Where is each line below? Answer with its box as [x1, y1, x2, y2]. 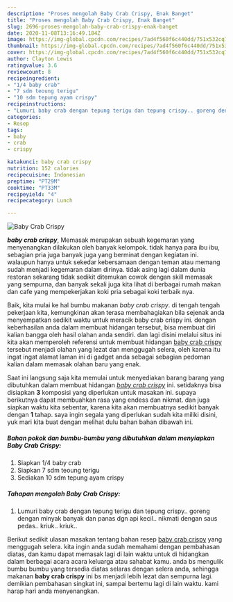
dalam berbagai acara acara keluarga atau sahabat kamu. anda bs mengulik [7, 558, 224, 566]
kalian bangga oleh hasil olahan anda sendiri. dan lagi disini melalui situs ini [7, 331, 222, 339]
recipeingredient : [7, 74, 60, 82]
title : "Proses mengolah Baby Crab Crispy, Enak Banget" [7, 17, 175, 24]
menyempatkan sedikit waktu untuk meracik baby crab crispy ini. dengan [7, 316, 216, 324]
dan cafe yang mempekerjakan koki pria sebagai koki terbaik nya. [7, 288, 195, 296]
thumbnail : [7, 42, 39, 49]
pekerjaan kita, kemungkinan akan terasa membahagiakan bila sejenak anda [7, 309, 225, 317]
